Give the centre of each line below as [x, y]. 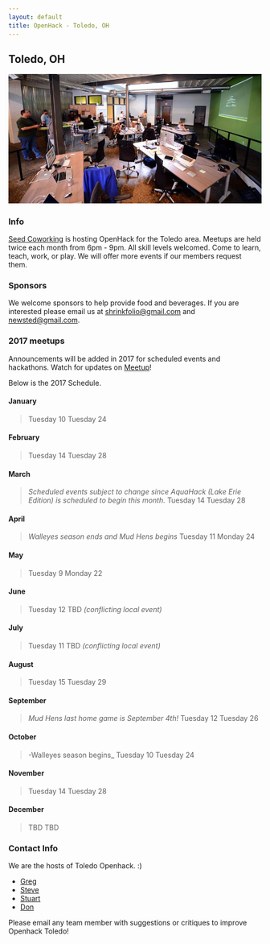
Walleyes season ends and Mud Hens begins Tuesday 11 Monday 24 [141, 536]
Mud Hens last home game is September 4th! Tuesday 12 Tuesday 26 [143, 718]
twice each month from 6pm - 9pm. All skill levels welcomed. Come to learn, [135, 248]
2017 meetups [37, 341]
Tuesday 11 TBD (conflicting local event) [94, 646]
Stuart [30, 899]
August [21, 664]
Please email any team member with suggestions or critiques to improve [128, 923]
